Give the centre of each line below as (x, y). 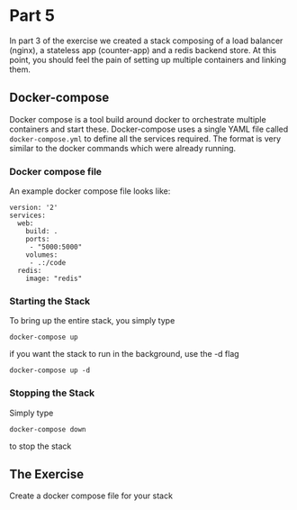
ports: (38, 240)
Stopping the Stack (52, 393)
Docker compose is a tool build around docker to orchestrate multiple (138, 119)
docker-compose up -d (50, 370)
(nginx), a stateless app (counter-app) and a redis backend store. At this (143, 50)
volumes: (42, 255)
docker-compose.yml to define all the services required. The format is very (145, 138)
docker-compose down (48, 429)
